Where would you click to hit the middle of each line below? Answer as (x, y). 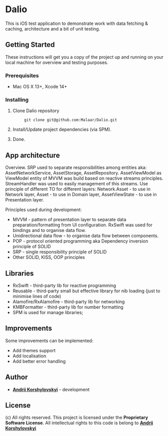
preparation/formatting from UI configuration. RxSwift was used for (82, 225)
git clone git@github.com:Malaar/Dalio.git (71, 120)
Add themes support (34, 350)
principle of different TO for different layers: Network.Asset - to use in (78, 189)
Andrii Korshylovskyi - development (51, 389)
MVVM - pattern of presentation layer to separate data (69, 220)
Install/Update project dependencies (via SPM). (62, 129)
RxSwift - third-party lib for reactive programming (64, 285)
